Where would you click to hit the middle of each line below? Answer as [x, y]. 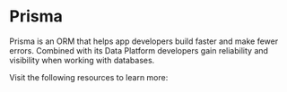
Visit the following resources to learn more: [89, 77]
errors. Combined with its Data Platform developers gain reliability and [139, 50]
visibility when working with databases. [82, 60]
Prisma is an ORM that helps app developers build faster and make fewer [144, 41]
